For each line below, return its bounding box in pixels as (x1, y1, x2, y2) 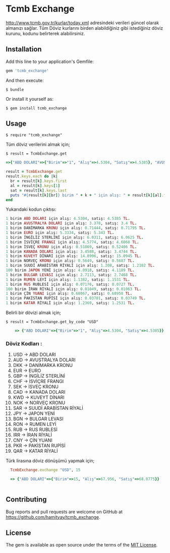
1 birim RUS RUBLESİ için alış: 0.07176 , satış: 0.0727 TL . (6, 282, 135, 287)
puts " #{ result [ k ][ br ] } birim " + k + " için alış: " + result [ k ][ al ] (10, 193, 162, 198)
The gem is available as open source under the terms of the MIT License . (6, 542, 158, 548)
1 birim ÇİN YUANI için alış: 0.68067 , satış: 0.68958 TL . (6, 291, 133, 296)
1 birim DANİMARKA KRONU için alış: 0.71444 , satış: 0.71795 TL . (6, 225, 146, 231)
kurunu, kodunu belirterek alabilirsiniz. (6, 30, 85, 36)
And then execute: (6, 77, 44, 83)
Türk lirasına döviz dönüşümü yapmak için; (6, 458, 95, 464)
